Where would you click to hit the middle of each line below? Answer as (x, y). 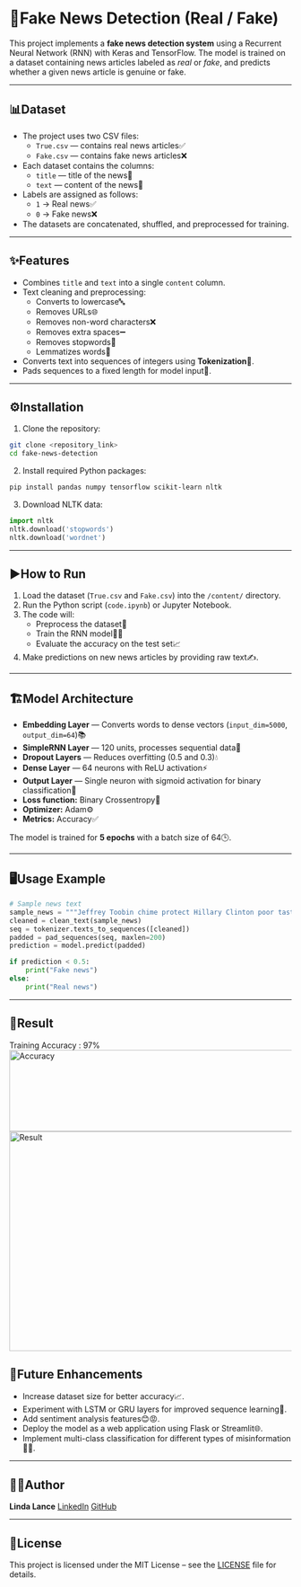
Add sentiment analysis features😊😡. (91, 1419)
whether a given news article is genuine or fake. (98, 72)
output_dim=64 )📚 (54, 735)
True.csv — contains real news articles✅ (111, 145)
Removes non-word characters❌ (96, 322)
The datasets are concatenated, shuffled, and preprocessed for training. (155, 224)
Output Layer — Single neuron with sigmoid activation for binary (142, 781)
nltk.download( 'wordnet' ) (57, 537)
